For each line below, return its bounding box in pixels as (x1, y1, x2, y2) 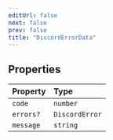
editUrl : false (8, 11, 58, 20)
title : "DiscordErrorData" (8, 33, 97, 42)
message (12, 121, 41, 130)
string (53, 121, 78, 130)
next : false (8, 19, 47, 27)
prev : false (8, 26, 47, 34)
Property (12, 86, 46, 97)
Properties (8, 62, 61, 76)
